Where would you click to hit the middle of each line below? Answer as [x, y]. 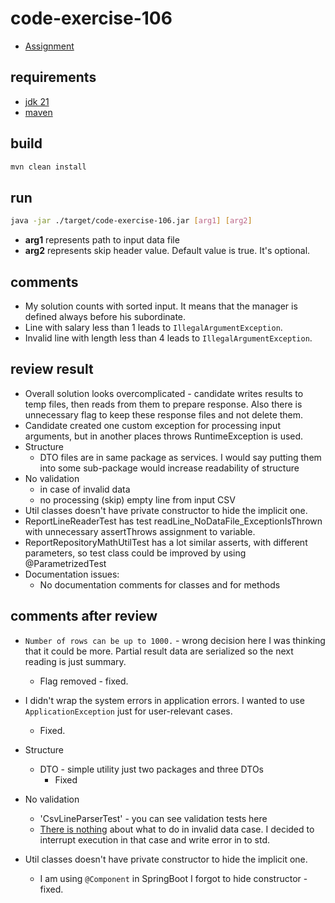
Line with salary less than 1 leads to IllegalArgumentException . [153, 327]
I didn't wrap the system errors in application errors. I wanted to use [164, 700]
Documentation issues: [72, 574]
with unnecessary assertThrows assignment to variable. [140, 531]
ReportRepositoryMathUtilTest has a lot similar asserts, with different [166, 542]
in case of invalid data [85, 489]
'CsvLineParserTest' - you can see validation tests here [153, 818]
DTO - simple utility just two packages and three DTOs [152, 769]
